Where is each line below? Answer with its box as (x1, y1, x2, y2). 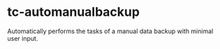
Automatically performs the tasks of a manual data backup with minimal (7, 27, 214, 35)
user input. (7, 34, 38, 42)
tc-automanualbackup (7, 4, 140, 20)
